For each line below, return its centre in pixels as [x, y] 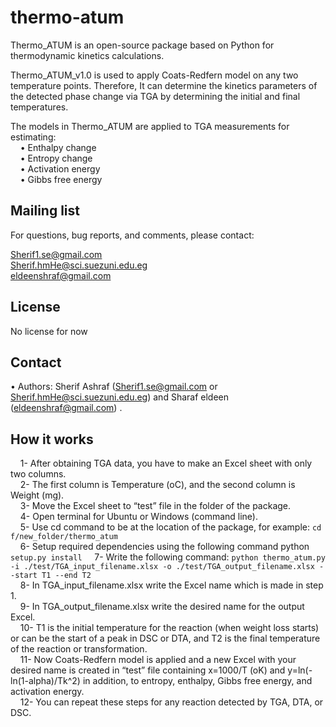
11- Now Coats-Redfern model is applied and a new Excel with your [158, 660]
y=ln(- [300, 670]
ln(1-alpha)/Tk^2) [45, 681]
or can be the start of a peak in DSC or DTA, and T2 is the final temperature [165, 638]
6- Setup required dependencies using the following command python [164, 547]
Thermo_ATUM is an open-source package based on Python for [142, 45]
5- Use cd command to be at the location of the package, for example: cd [170, 527]
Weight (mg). [37, 495]
